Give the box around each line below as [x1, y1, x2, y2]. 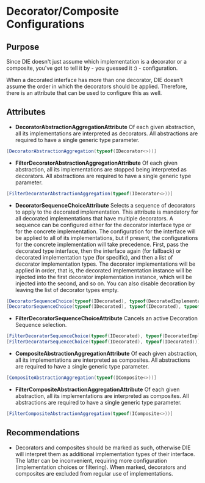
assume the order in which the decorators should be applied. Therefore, [6, 83, 187, 90]
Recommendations [6, 427, 80, 438]
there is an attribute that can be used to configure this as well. [6, 89, 162, 96]
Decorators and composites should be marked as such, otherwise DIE [15, 444, 191, 451]
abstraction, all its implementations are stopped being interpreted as [15, 165, 187, 173]
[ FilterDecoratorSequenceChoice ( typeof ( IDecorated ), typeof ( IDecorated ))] [6, 339, 201, 345]
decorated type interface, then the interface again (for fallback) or [15, 247, 182, 255]
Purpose [6, 42, 40, 52]
